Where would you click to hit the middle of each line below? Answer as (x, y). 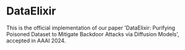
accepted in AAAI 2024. (36, 40)
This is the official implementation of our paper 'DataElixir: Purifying (91, 28)
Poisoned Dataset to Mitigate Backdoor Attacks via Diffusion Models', (93, 34)
